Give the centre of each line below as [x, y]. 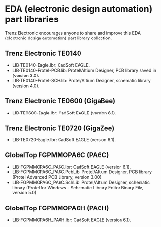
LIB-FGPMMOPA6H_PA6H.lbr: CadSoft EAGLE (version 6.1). [72, 220]
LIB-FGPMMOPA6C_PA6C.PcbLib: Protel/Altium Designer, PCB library [82, 172]
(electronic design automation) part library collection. [59, 38]
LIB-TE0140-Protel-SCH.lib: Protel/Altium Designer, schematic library [81, 80]
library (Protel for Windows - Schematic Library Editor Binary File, [78, 188]
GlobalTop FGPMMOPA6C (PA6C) [57, 155]
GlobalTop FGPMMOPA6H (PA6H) [57, 208]
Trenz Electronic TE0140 [43, 53]
